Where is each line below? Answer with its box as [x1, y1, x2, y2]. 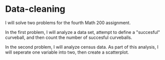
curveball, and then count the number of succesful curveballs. [5, 34, 132, 40]
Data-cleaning [5, 3, 65, 15]
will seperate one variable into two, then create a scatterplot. [5, 49, 129, 55]
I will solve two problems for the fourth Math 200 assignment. [5, 20, 131, 26]
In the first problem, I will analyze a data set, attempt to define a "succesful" [5, 29, 160, 35]
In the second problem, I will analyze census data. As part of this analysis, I [5, 44, 159, 50]
